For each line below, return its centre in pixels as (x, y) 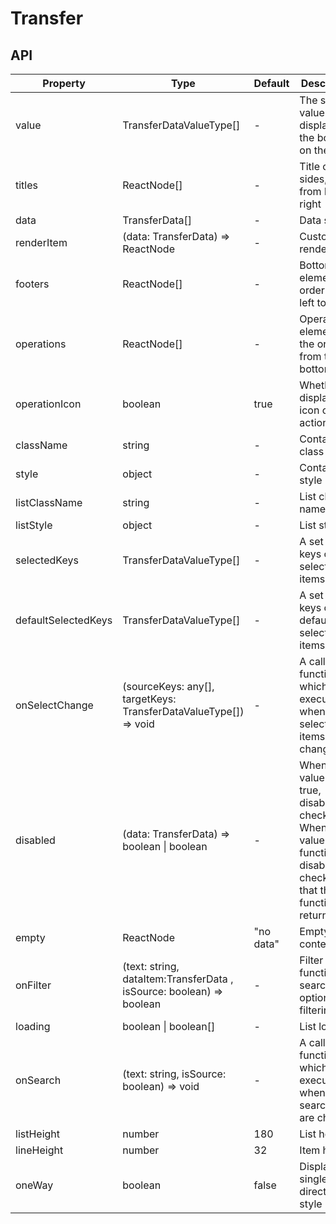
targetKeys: (149, 699)
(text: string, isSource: (174, 1074)
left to (313, 302)
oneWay (34, 1185)
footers (32, 284)
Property (64, 83)
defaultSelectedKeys (64, 620)
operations (41, 344)
